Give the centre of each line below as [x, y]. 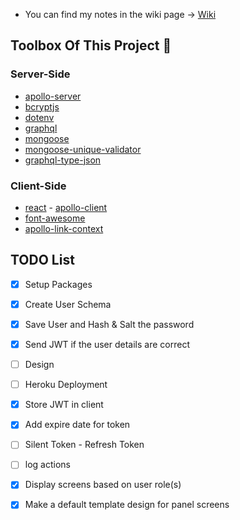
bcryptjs [42, 106]
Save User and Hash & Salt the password [109, 324]
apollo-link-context [64, 228]
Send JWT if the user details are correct [107, 344]
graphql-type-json [63, 160]
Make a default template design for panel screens [127, 505]
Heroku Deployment [66, 385]
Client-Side [38, 186]
